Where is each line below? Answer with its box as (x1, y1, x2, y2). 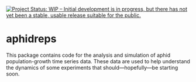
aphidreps (6, 32, 57, 46)
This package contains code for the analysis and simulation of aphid (6, 52, 171, 59)
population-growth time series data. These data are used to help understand (6, 57, 190, 64)
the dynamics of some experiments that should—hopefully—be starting (6, 64, 178, 71)
